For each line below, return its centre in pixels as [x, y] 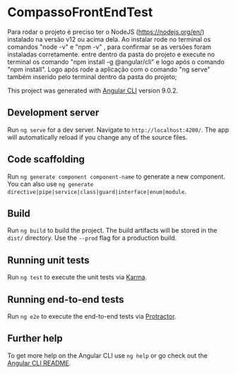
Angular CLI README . [39, 363]
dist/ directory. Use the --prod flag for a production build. [92, 238]
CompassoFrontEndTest [80, 12]
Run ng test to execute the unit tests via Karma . [77, 277]
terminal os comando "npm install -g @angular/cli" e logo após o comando [116, 61]
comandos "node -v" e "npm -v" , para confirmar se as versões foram [110, 47]
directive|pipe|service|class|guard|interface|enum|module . [97, 191]
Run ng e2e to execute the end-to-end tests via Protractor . [92, 316]
